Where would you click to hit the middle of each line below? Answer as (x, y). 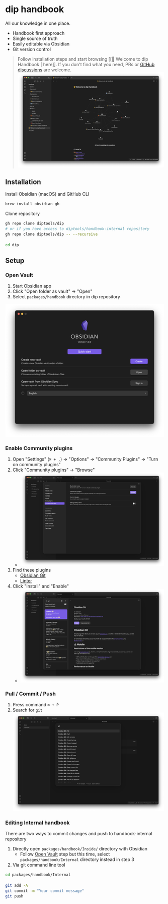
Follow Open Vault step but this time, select (65, 854)
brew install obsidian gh (32, 204)
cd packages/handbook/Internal (38, 875)
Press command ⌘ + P (36, 705)
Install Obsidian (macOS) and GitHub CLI (47, 194)
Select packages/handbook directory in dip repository (66, 297)
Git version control (32, 49)
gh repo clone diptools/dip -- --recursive (52, 234)
